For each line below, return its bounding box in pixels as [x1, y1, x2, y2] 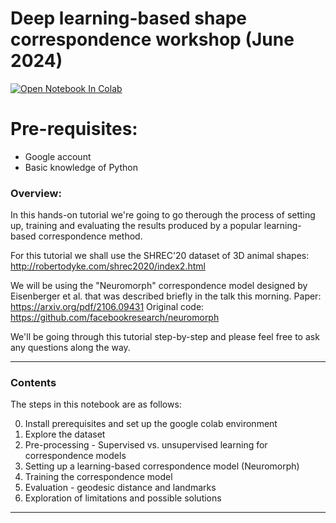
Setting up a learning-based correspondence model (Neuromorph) [24, 460, 300, 472]
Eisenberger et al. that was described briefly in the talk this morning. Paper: [10, 290, 322, 302]
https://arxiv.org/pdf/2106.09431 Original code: [10, 301, 205, 313]
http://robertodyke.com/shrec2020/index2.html [10, 260, 206, 272]
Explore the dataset [24, 428, 106, 441]
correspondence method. [38, 230, 143, 242]
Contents [10, 376, 57, 390]
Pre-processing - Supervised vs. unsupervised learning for [24, 439, 268, 451]
